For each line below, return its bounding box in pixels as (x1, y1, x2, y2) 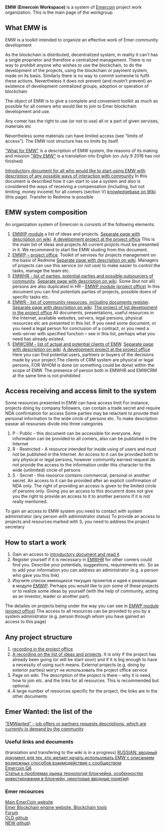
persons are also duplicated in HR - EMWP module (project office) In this (12, 283, 160, 289)
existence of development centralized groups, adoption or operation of (5, 83, 149, 89)
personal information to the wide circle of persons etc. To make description (5, 416, 158, 422)
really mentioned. (12, 499, 48, 505)
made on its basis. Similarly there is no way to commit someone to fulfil (5, 73, 149, 79)
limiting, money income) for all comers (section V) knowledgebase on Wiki (5, 189, 156, 195)
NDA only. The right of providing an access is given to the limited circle (12, 483, 157, 489)
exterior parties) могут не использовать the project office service (12, 667, 148, 673)
